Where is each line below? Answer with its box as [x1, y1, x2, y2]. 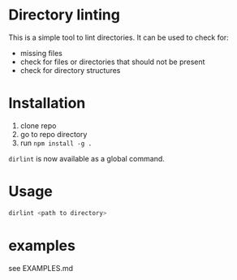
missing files [19, 48, 62, 58]
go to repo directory [19, 129, 88, 139]
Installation [8, 94, 86, 113]
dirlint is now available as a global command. [8, 153, 165, 163]
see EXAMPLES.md [8, 263, 74, 273]
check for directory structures [19, 65, 121, 75]
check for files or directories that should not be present [19, 57, 205, 67]
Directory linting [8, 6, 120, 24]
